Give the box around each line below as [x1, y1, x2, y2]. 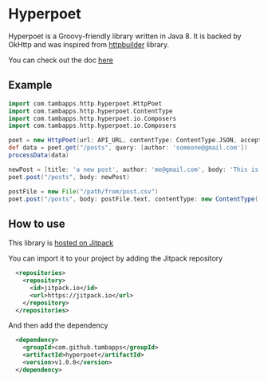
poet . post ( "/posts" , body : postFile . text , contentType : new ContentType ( [8, 195, 259, 203]
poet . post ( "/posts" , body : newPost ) [8, 173, 130, 181]
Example [8, 78, 53, 92]
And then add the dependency [8, 320, 108, 330]
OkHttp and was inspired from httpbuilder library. [8, 39, 170, 49]
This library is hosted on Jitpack [8, 238, 114, 248]
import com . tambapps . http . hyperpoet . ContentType [8, 107, 173, 115]
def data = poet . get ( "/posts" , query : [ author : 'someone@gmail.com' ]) [8, 144, 248, 152]
